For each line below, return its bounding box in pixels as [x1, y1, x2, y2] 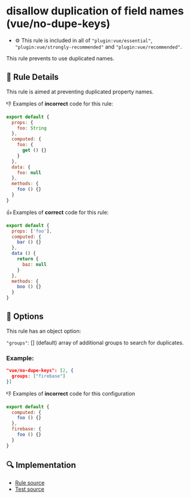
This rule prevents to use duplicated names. [6, 55, 115, 62]
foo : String [17, 125, 47, 131]
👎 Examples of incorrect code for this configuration [6, 390, 135, 397]
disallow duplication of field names [6, 4, 184, 18]
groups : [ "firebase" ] [11, 373, 66, 379]
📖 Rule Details [6, 72, 59, 82]
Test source [14, 485, 45, 493]
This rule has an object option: [6, 327, 82, 334]
